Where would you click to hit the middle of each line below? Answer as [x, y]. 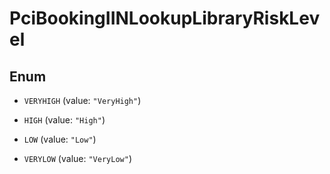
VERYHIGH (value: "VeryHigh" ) [82, 100]
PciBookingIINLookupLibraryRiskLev [165, 18]
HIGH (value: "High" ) [64, 120]
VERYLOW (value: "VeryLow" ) [77, 158]
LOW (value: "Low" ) [60, 139]
